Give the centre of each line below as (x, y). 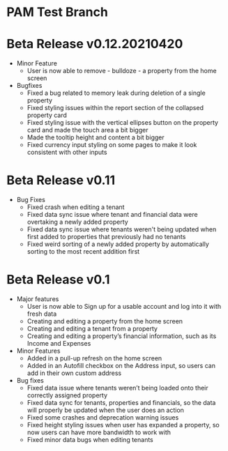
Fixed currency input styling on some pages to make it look (112, 145)
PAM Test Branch (58, 12)
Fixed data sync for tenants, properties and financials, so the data (121, 403)
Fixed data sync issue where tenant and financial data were (112, 215)
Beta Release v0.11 (61, 180)
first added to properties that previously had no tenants (106, 237)
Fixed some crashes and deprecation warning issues (103, 418)
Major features (38, 299)
